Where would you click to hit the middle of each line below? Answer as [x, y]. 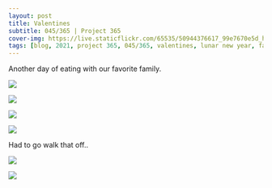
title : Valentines [39, 23]
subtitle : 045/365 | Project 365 [65, 31]
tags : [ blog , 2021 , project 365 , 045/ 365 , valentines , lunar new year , [132, 46]
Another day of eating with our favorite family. [85, 69]
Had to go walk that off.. [49, 145]
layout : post [30, 16]
